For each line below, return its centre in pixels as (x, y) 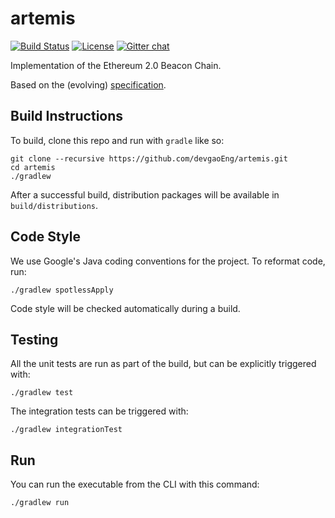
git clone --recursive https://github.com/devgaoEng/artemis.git (149, 158)
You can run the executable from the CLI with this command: (135, 484)
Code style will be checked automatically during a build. (125, 308)
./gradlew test (42, 393)
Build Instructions (67, 116)
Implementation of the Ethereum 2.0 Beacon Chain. (116, 65)
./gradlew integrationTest (66, 430)
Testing (34, 339)
